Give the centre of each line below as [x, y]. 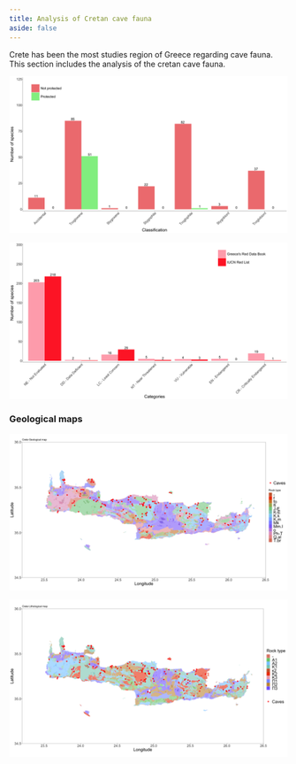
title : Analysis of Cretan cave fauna [80, 19]
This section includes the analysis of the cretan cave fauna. [118, 64]
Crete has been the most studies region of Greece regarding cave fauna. [141, 54]
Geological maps [46, 419]
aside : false [33, 28]
